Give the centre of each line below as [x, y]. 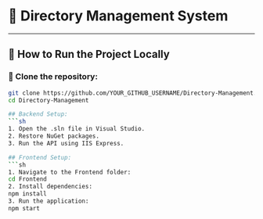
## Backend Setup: [38, 114]
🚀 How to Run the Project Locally [89, 54]
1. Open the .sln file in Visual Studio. [77, 129]
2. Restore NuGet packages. [54, 136]
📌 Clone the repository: [53, 77]
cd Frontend [27, 179]
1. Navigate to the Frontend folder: [70, 172]
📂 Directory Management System [118, 16]
